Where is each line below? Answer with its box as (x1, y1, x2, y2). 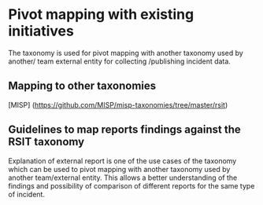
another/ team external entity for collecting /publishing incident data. (8, 57, 231, 66)
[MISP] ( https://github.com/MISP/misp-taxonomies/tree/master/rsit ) (8, 100, 228, 109)
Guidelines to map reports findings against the (8, 123, 242, 137)
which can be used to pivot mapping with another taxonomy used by (8, 164, 231, 174)
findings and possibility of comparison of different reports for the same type (8, 181, 255, 190)
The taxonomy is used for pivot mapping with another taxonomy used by (8, 48, 244, 57)
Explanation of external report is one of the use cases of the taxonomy (8, 156, 237, 166)
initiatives (8, 22, 75, 40)
